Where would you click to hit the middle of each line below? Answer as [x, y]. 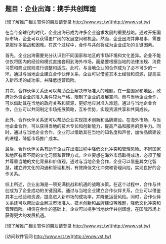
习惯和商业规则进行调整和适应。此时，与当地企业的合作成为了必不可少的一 [81, 67]
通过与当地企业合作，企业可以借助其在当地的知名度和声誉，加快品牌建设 [87, 132]
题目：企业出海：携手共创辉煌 [51, 9]
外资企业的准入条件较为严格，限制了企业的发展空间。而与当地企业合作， [87, 97]
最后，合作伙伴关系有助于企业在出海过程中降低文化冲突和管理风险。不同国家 [83, 149]
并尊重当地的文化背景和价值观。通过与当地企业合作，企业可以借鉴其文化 [79, 161]
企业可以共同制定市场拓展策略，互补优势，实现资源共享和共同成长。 [83, 109]
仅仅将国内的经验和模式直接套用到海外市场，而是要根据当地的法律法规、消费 [83, 61]
